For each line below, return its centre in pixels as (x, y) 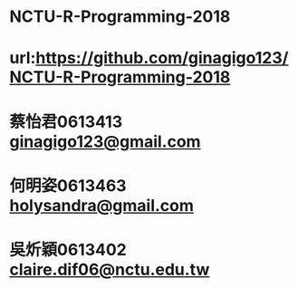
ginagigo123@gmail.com (105, 141)
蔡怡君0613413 (66, 122)
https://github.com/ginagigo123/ (162, 58)
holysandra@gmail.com (102, 205)
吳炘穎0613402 (68, 250)
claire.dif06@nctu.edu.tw (110, 269)
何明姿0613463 (68, 185)
